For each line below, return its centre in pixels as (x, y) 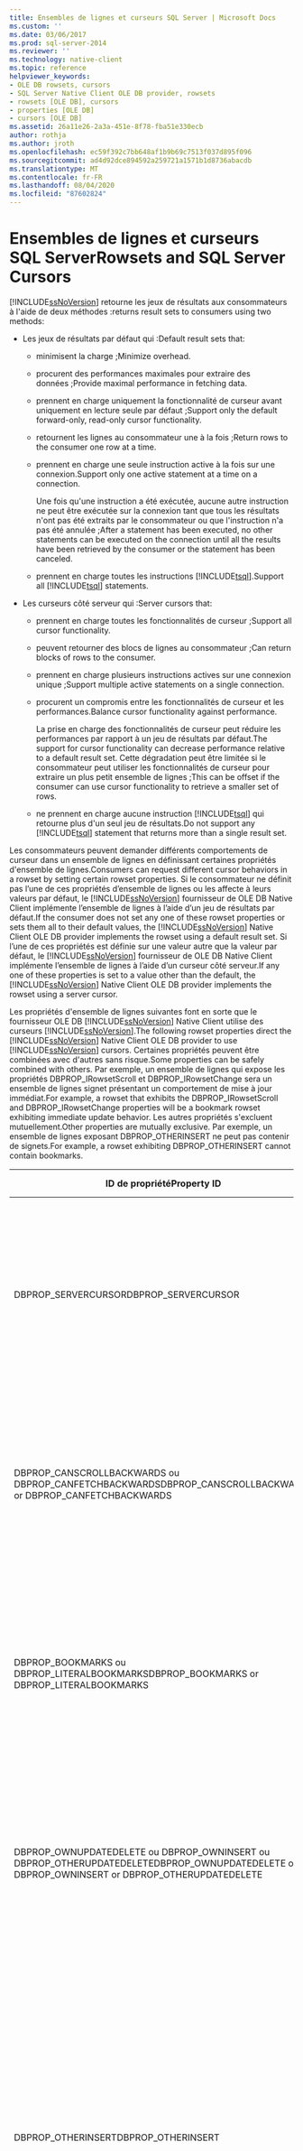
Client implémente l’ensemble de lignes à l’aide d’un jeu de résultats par (142, 907)
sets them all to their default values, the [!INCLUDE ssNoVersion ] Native (141, 927)
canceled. (55, 558)
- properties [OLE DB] (52, 110)
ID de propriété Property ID (163, 1183)
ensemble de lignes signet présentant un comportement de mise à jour (141, 1088)
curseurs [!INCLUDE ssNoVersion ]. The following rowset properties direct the (151, 1031)
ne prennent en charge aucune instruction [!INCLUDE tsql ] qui (150, 813)
